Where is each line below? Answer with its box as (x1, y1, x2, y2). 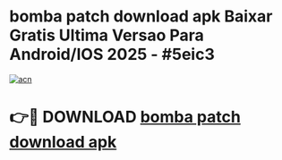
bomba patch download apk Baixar (9, 6, 273, 27)
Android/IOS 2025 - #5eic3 (9, 45, 215, 64)
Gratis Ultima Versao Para (9, 25, 204, 46)
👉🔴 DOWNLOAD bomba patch (9, 107, 242, 127)
